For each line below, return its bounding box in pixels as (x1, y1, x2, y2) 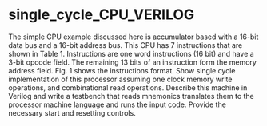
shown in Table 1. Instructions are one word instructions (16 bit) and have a (8, 49, 254, 58)
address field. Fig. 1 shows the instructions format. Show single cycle (8, 65, 236, 75)
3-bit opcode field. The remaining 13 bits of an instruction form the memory (8, 57, 257, 67)
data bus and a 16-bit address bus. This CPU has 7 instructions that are (8, 40, 243, 49)
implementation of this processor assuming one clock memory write (8, 74, 233, 84)
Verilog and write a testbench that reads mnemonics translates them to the (8, 91, 254, 100)
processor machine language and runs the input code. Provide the (8, 100, 226, 109)
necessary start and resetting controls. (8, 108, 136, 117)
